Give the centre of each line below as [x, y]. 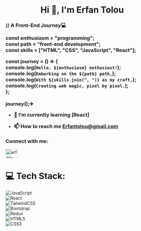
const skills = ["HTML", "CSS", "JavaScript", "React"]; [71, 50]
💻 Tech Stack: [35, 176]
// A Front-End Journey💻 [36, 25]
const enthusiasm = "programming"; [50, 38]
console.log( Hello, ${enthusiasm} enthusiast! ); [63, 67]
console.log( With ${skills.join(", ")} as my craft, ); [71, 80]
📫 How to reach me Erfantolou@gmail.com [66, 126]
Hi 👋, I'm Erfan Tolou [82, 10]
